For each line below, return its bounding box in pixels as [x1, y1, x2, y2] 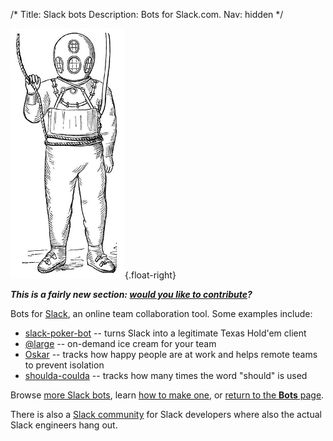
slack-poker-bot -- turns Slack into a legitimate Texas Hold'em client [24, 327, 307, 339]
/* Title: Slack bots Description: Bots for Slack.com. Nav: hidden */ [10, 9, 284, 20]
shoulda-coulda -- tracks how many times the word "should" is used [24, 370, 308, 381]
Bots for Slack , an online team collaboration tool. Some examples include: [10, 308, 313, 319]
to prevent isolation [24, 359, 105, 371]
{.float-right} [124, 269, 177, 281]
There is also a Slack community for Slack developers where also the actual [10, 409, 322, 420]
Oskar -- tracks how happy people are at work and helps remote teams [24, 349, 318, 360]
